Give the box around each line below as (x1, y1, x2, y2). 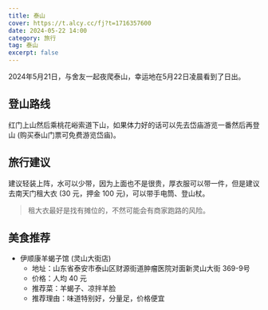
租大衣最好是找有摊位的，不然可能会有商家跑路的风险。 (27, 205, 210, 215)
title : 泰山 (8, 11, 45, 20)
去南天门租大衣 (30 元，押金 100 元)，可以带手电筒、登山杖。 (8, 189, 210, 198)
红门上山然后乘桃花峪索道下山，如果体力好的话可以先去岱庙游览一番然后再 (8, 120, 253, 129)
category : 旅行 (8, 34, 57, 42)
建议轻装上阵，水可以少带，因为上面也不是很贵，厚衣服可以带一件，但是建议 (8, 178, 260, 188)
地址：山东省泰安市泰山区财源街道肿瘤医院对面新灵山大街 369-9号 (31, 264, 250, 273)
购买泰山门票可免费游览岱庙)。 (19, 129, 121, 140)
